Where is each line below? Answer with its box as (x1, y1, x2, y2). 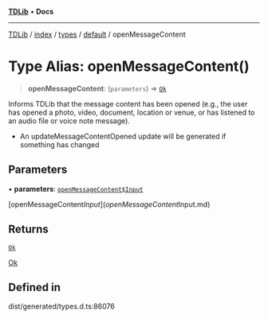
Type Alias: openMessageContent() (8, 57, 250, 76)
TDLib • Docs (8, 7, 54, 16)
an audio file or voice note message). (8, 115, 130, 126)
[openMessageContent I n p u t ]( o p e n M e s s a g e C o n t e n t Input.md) (8, 199, 211, 209)
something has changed (19, 139, 100, 150)
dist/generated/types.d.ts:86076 (8, 301, 116, 311)
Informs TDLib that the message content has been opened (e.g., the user (8, 99, 248, 108)
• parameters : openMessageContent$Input (8, 184, 144, 193)
